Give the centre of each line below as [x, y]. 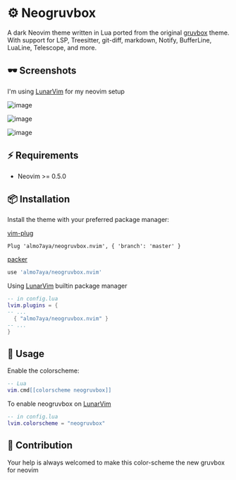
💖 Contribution [40, 446]
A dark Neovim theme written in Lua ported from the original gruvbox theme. [118, 33]
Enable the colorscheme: [43, 371]
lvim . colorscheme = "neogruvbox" [56, 423]
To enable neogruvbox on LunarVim [59, 404]
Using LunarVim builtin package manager [67, 286]
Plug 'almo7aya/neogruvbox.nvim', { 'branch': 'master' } [94, 246]
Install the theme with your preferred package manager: [88, 220]
